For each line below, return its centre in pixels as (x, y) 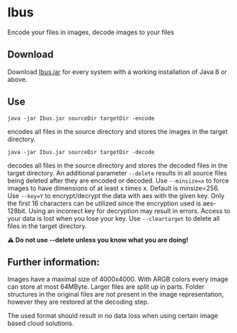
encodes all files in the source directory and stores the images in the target (118, 131)
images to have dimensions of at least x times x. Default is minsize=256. (114, 188)
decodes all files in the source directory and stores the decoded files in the (118, 165)
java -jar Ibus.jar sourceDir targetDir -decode (81, 152)
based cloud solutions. (41, 323)
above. (17, 79)
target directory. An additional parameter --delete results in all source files (117, 173)
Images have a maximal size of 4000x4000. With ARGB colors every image (118, 280)
